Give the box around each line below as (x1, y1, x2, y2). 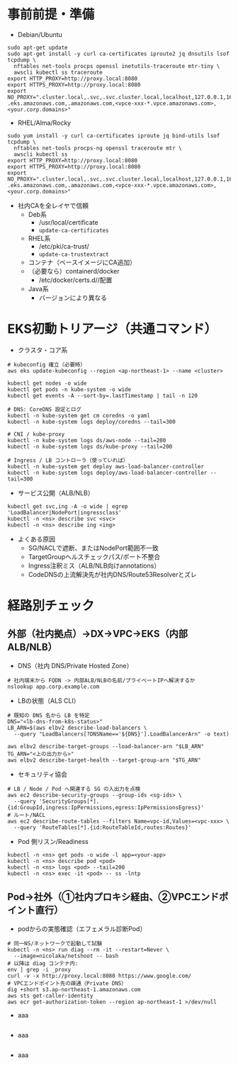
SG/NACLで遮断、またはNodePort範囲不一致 (28, 543, 159, 552)
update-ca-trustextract (38, 251, 109, 258)
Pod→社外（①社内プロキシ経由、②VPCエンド (7, 891, 220, 903)
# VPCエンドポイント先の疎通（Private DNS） (7, 979, 127, 987)
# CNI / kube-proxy (7, 430, 65, 438)
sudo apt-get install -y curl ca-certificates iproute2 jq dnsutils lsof (7, 50, 230, 57)
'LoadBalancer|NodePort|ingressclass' (7, 509, 122, 516)
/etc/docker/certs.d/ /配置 (38, 276, 113, 284)
